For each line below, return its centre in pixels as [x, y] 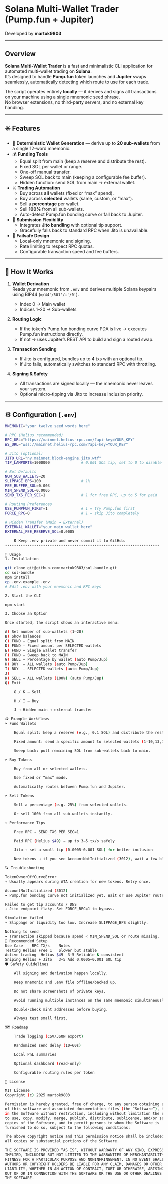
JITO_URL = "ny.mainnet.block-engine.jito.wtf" [53, 458]
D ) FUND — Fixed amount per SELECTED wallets [53, 646]
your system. [33, 389]
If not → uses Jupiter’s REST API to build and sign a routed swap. [87, 340]
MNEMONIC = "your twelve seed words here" [48, 426]
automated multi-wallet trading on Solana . [49, 71]
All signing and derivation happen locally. [61, 973]
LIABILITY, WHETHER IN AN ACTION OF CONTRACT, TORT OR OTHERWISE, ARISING [85, 1169]
